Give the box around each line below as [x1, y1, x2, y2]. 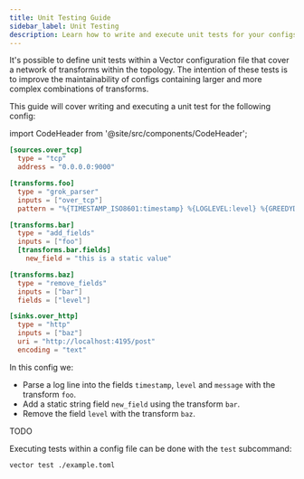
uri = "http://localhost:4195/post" [17, 337, 156, 346]
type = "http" [17, 320, 71, 330]
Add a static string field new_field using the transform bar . [22, 399, 241, 409]
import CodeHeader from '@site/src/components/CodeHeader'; [9, 128, 248, 139]
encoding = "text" [17, 345, 88, 354]
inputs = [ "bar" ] [17, 286, 83, 296]
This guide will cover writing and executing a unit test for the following [9, 101, 271, 112]
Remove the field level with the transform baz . [22, 408, 196, 418]
